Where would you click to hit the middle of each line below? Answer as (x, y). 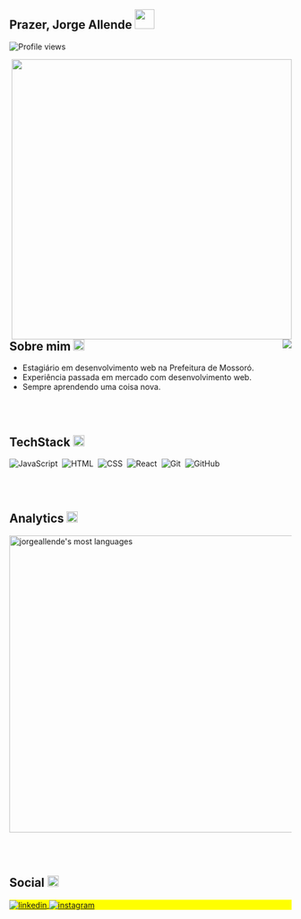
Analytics (37, 519)
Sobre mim (40, 346)
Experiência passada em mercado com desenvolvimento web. (137, 377)
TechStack (40, 442)
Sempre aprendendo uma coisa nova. (91, 387)
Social (27, 883)
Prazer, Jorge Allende (71, 25)
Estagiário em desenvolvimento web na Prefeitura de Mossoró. (138, 368)
